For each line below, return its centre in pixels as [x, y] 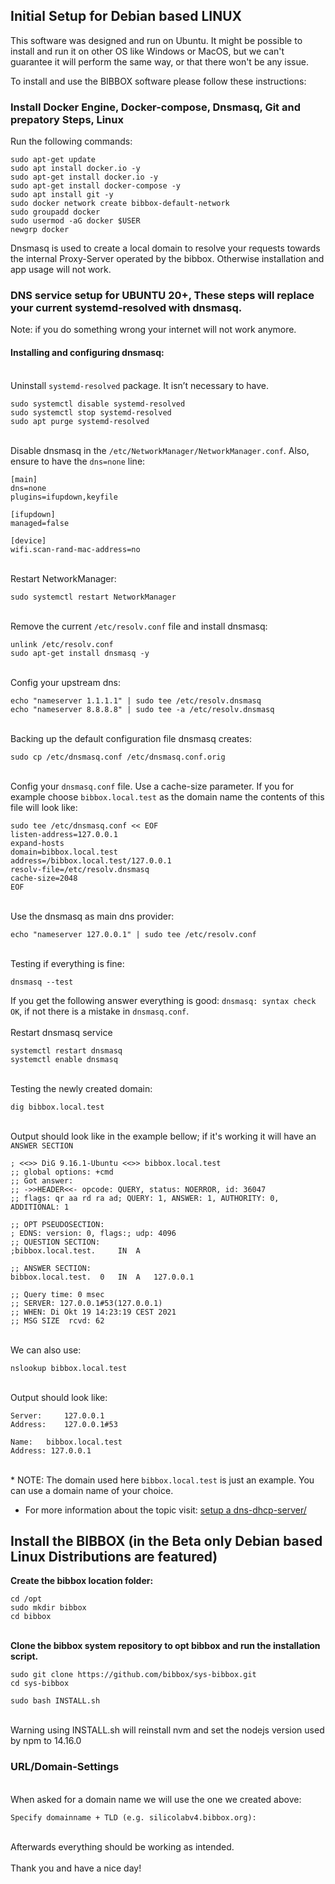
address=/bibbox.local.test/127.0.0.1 [91, 860]
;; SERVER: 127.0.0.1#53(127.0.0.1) [86, 1303]
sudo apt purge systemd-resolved [80, 421]
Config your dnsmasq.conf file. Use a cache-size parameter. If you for [152, 786]
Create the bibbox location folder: [82, 1581]
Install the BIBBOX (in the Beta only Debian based [166, 1541]
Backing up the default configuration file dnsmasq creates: [131, 738]
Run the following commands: [71, 141]
